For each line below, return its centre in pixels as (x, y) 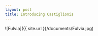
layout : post (18, 10)
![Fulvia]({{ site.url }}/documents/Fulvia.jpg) (49, 28)
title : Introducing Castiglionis (39, 14)
